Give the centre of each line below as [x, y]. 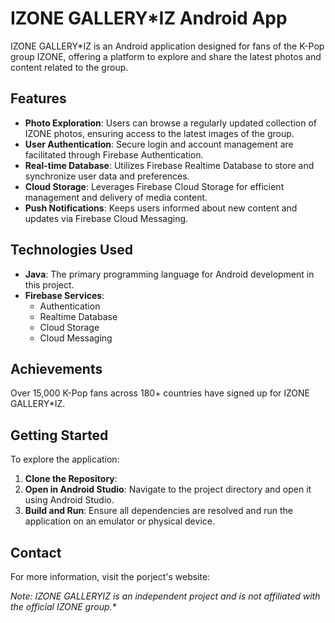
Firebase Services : [64, 295]
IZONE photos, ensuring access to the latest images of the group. [159, 133]
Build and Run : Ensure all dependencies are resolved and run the [158, 511]
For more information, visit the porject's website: [110, 576]
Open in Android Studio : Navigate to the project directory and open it [168, 489]
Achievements [56, 368]
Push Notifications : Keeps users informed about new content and [161, 208]
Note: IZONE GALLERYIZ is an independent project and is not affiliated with [165, 596]
